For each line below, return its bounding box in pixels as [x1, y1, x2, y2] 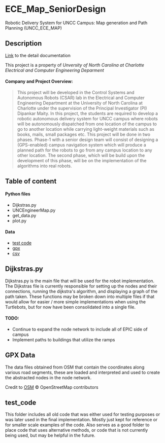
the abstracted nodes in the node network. [5, 374, 92, 380]
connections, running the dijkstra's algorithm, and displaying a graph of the [5, 288, 158, 294]
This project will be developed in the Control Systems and [17, 89, 134, 95]
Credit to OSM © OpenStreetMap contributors [5, 384, 99, 390]
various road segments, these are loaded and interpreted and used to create [5, 369, 160, 375]
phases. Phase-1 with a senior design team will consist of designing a [17, 137, 159, 143]
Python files [5, 191, 31, 197]
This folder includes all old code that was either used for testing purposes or [5, 411, 160, 417]
